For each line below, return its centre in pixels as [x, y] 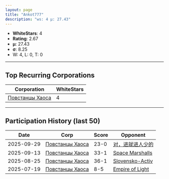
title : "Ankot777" [24, 15]
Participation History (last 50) [53, 121]
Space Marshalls [133, 153]
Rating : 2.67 [25, 39]
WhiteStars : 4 [27, 34]
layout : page [19, 10]
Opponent [133, 135]
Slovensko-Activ [133, 161]
